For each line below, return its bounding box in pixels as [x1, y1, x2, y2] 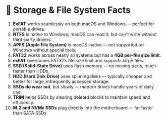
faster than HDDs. [12, 68, 50, 74]
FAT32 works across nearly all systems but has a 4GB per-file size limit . [12, 52, 162, 58]
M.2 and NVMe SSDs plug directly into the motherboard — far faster [12, 105, 153, 111]
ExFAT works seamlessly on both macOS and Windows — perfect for [12, 21, 155, 27]
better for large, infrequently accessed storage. [12, 79, 110, 84]
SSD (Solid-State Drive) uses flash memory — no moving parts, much [12, 63, 157, 69]
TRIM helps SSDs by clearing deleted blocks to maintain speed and [12, 94, 151, 100]
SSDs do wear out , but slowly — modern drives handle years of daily [12, 83, 154, 89]
